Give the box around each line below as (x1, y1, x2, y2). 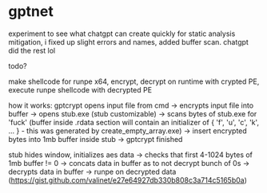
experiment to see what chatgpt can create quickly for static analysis (8, 29, 236, 38)
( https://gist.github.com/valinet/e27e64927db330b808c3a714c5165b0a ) (8, 175, 248, 185)
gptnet (8, 2, 54, 21)
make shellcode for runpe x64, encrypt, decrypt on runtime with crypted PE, (8, 77, 260, 86)
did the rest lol (8, 45, 56, 55)
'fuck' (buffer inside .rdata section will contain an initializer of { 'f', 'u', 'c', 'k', (8, 117, 260, 127)
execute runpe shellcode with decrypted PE (8, 85, 153, 94)
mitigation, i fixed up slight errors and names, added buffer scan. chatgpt (8, 37, 249, 46)
